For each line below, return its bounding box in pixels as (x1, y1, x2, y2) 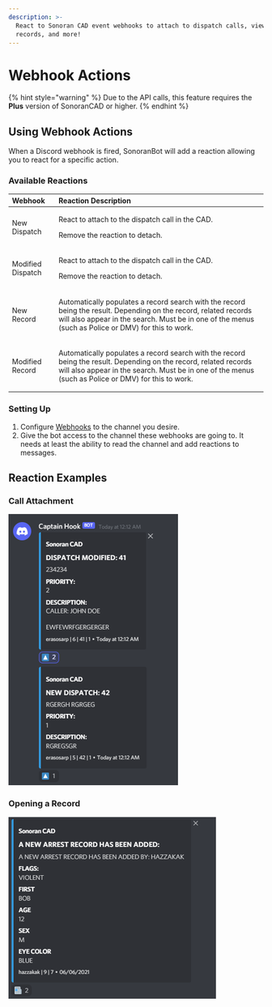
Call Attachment (8, 495, 74, 507)
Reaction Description (57, 195, 131, 206)
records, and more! (15, 30, 82, 38)
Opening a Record (8, 798, 81, 809)
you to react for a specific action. (8, 155, 119, 165)
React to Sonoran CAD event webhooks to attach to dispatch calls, (15, 21, 249, 30)
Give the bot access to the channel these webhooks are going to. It (19, 430, 244, 440)
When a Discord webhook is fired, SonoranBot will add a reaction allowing (8, 147, 255, 156)
